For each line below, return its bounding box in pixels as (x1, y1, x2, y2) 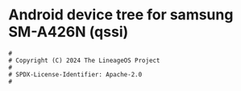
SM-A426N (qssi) (8, 23, 129, 41)
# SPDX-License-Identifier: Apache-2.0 (8, 70, 143, 78)
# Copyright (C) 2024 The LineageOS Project (8, 56, 160, 64)
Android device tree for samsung (8, 6, 234, 24)
